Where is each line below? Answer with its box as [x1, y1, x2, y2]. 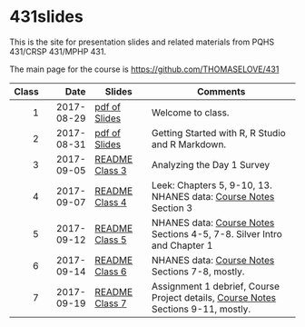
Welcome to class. [151, 106, 230, 119]
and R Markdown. [151, 138, 227, 151]
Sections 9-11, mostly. [151, 302, 251, 315]
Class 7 [94, 297, 127, 310]
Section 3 [151, 202, 193, 214]
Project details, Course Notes [151, 291, 277, 303]
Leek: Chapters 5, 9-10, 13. [151, 179, 272, 192]
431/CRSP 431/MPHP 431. [9, 45, 107, 56]
